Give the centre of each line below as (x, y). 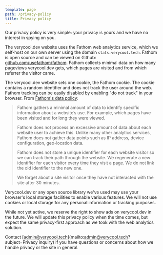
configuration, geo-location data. (50, 143)
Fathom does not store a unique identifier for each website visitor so (86, 152)
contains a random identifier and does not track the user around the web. (79, 88)
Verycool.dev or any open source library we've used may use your (72, 192)
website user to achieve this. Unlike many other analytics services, (84, 133)
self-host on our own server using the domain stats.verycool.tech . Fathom (81, 52)
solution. (14, 228)
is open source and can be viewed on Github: (51, 58)
